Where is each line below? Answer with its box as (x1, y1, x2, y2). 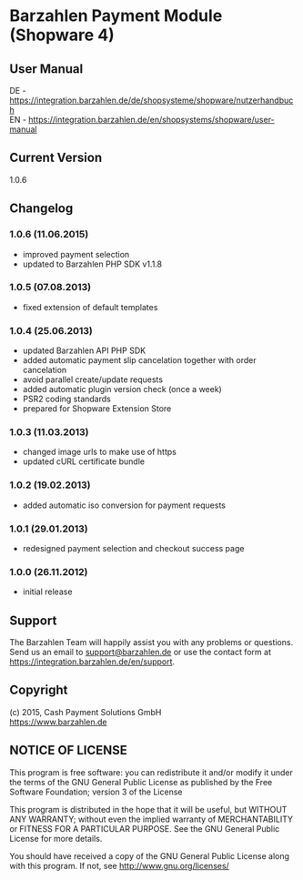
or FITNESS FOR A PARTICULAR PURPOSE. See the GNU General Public (9, 823, 280, 834)
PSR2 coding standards (22, 393, 111, 405)
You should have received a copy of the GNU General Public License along (9, 850, 289, 861)
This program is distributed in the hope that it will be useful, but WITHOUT (9, 804, 288, 814)
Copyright (9, 683, 68, 698)
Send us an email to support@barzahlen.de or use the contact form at (9, 647, 271, 658)
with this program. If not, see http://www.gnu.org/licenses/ (9, 860, 229, 871)
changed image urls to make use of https (22, 447, 177, 458)
